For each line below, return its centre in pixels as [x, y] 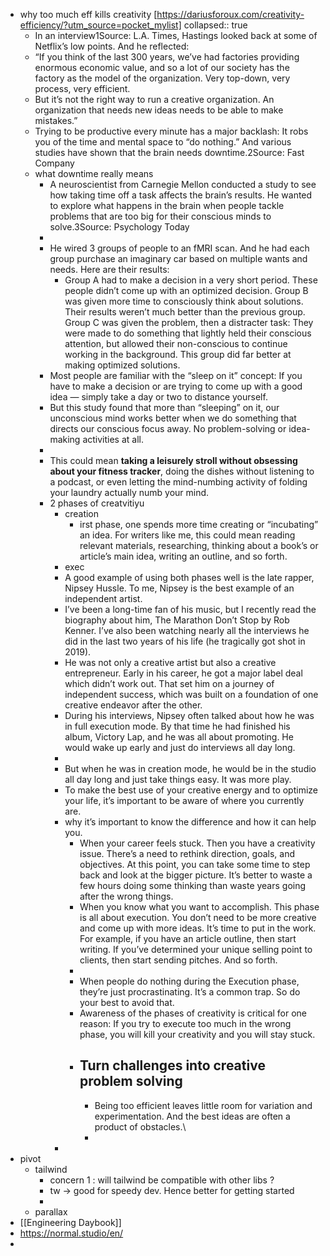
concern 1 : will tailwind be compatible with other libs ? [162, 1180]
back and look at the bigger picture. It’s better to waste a [196, 875]
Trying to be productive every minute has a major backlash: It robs [171, 131]
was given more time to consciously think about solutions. [184, 301]
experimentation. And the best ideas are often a [192, 1116]
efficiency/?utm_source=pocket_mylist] [100, 25]
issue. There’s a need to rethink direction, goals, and [187, 853]
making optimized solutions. [122, 365]
